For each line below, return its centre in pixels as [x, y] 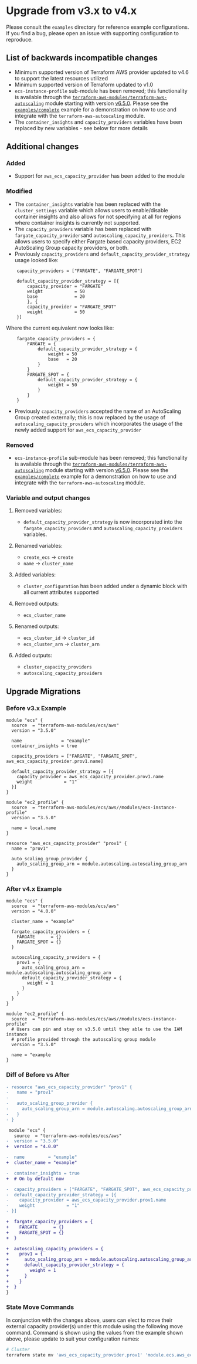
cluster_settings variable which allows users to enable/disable [91, 210]
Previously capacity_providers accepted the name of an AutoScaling [98, 411]
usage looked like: [36, 260]
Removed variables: [38, 511]
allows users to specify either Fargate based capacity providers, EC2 [98, 241]
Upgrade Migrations [43, 691]
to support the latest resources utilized [61, 78]
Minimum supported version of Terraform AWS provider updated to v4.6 [102, 72]
